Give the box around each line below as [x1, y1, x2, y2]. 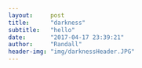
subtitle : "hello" [8, 26, 76, 34]
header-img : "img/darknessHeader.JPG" [8, 48, 135, 55]
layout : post [8, 11, 65, 20]
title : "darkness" [8, 19, 86, 27]
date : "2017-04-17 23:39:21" [8, 33, 125, 41]
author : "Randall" [8, 41, 82, 48]
